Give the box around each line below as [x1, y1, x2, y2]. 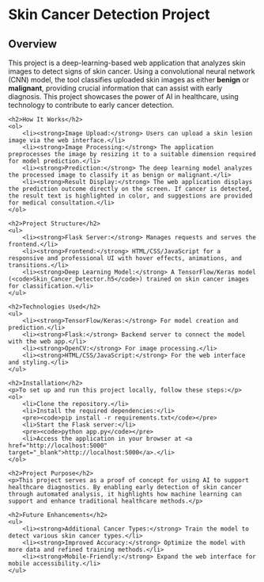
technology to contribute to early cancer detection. [8, 101, 175, 109]
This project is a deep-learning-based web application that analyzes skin [8, 58, 246, 67]
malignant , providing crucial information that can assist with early [8, 83, 223, 93]
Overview [8, 37, 58, 51]
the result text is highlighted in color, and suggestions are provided [8, 192, 253, 200]
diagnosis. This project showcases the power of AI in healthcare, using [8, 92, 239, 101]
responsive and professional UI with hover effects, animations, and [8, 255, 243, 262]
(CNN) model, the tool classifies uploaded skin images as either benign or [8, 75, 250, 84]
